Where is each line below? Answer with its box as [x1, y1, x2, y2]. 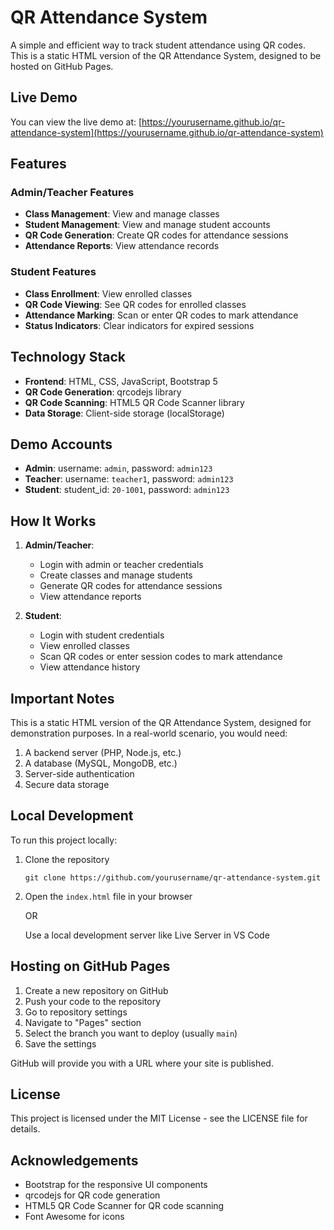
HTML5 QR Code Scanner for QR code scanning [24, 1200, 225, 1212]
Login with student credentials [39, 629, 165, 641]
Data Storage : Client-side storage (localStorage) [24, 407, 225, 419]
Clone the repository [24, 853, 110, 865]
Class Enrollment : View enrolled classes [24, 287, 193, 300]
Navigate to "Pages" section [24, 1016, 142, 1028]
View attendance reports [39, 591, 142, 603]
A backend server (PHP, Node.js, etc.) [24, 746, 182, 758]
